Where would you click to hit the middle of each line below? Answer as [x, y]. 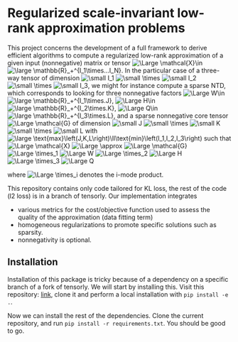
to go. [16, 331]
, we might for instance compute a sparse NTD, [157, 85]
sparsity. [30, 232]
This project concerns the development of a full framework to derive [107, 48]
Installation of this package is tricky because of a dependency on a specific [118, 279]
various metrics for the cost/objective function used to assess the [114, 209]
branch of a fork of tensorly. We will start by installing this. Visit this [106, 287]
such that [217, 138]
